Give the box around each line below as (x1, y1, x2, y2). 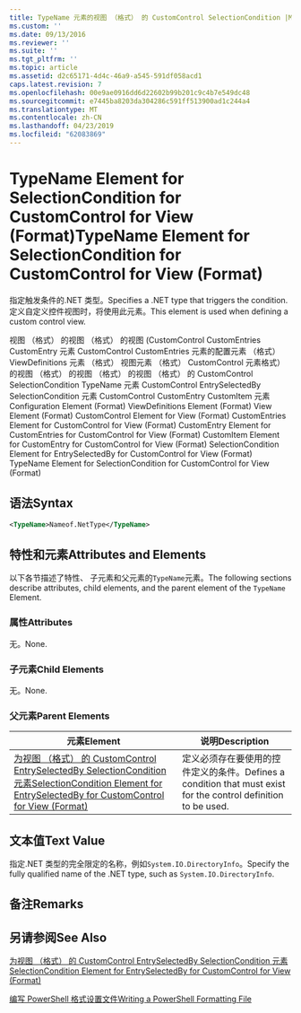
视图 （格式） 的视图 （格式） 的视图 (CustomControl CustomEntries (9, 334, 262, 345)
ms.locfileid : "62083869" (9, 130, 106, 139)
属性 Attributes (9, 616, 73, 629)
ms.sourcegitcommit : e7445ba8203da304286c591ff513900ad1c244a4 (9, 96, 251, 106)
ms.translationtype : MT (9, 105, 99, 114)
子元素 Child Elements (9, 663, 105, 676)
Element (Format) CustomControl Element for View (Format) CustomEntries (9, 410, 287, 421)
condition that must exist (182, 778, 286, 790)
